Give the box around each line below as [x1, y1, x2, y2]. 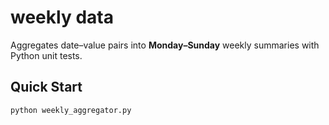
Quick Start [10, 79, 83, 96]
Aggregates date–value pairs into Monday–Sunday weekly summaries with [10, 39, 320, 51]
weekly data [10, 6, 114, 29]
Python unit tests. [10, 49, 83, 61]
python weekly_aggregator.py [10, 105, 132, 115]
